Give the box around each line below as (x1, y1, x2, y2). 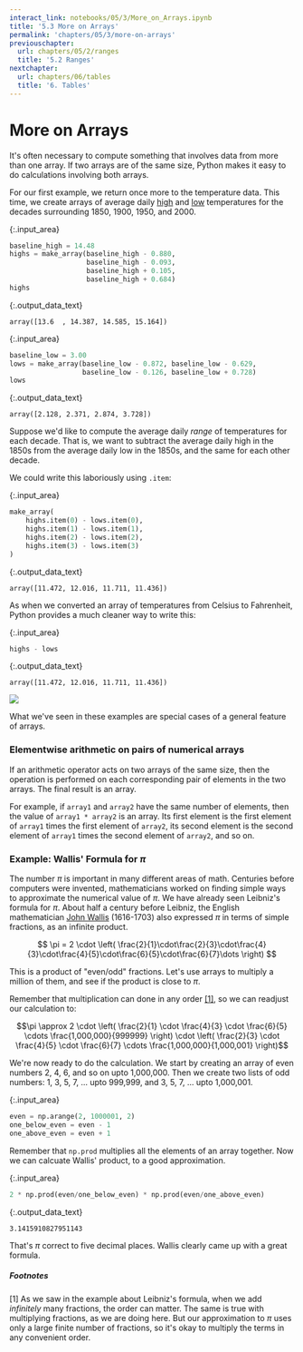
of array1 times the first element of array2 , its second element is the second (9, 820, 294, 831)
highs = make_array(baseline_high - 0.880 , (9, 250, 176, 259)
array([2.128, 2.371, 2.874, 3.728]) (9, 410, 152, 419)
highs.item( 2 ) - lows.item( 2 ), (25, 533, 144, 542)
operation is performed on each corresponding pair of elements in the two (9, 773, 287, 785)
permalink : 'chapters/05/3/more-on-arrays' (9, 30, 176, 39)
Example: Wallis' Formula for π (9, 852, 147, 865)
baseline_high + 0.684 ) (86, 275, 176, 284)
